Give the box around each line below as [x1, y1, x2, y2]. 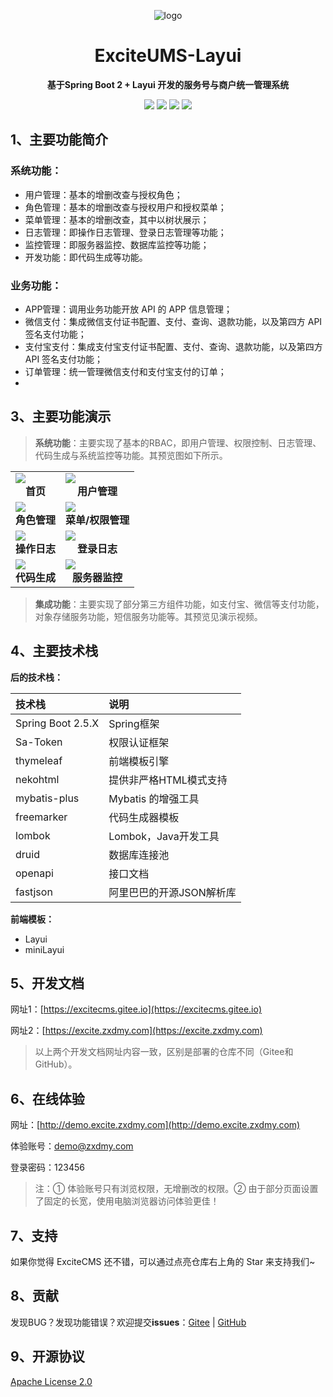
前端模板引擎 [108, 754, 170, 768]
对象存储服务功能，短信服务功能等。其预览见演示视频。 [34, 610, 263, 622]
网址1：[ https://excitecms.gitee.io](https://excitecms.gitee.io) [10, 1003, 263, 1015]
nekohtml [15, 772, 60, 786]
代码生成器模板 [108, 810, 180, 824]
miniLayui [24, 943, 65, 955]
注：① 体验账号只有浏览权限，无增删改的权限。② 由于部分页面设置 [34, 1183, 319, 1195]
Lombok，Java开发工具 [108, 829, 220, 843]
